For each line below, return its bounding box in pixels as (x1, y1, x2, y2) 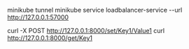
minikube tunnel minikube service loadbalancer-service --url (7, 6, 183, 14)
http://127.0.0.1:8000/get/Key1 (7, 34, 93, 42)
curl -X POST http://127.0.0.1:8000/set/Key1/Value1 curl (7, 27, 165, 35)
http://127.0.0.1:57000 (7, 13, 69, 21)
